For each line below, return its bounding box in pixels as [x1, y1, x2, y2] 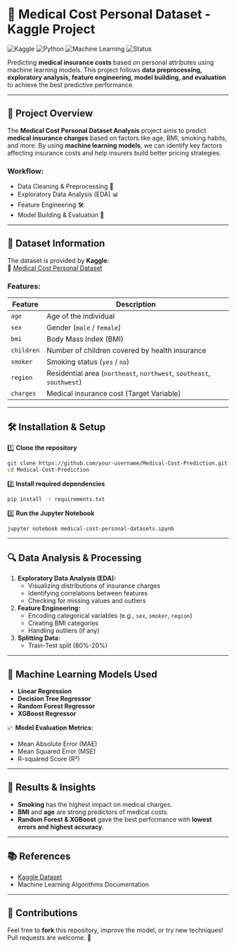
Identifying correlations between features [27, 589, 148, 598]
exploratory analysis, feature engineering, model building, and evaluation [7, 73, 226, 82]
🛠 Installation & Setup [7, 421, 106, 433]
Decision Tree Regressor [17, 695, 91, 703]
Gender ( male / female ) [46, 323, 122, 333]
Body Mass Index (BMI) [46, 334, 124, 344]
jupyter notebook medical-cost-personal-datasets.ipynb [7, 525, 174, 532]
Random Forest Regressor [17, 702, 96, 711]
